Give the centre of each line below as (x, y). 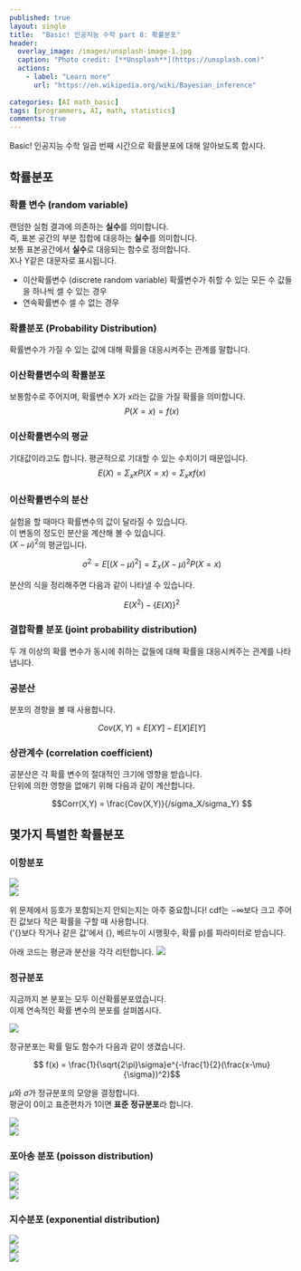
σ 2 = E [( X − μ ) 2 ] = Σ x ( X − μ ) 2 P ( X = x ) (152, 564)
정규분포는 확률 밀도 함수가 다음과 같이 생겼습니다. (98, 1046)
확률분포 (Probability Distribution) (83, 328)
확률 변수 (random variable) (69, 205)
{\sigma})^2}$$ (152, 1074)
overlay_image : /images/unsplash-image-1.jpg (105, 52)
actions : (34, 69)
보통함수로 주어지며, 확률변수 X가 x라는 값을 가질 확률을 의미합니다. (127, 397)
